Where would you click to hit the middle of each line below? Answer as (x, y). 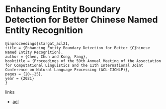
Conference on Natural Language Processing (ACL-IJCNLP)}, (68, 70)
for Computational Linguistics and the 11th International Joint (74, 65)
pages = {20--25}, (24, 74)
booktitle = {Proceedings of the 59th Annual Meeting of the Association (83, 61)
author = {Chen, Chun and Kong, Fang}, (46, 56)
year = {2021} (20, 78)
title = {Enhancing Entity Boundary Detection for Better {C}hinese (78, 48)
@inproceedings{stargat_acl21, (38, 43)
